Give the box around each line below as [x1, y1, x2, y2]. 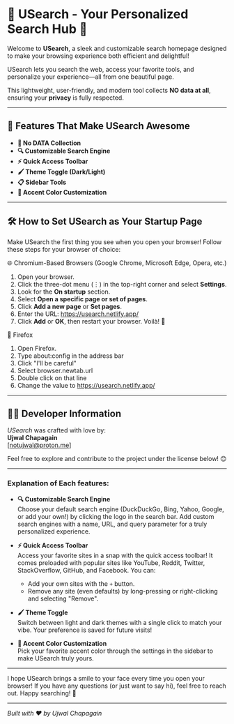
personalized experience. [17, 527, 91, 536]
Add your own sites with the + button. [27, 579, 135, 588]
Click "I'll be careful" [17, 359, 77, 367]
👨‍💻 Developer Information [7, 407, 122, 419]
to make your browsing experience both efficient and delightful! [7, 52, 189, 60]
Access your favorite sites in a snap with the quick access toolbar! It [17, 551, 214, 559]
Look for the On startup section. [17, 287, 111, 296]
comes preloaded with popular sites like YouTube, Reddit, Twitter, [17, 558, 205, 567]
